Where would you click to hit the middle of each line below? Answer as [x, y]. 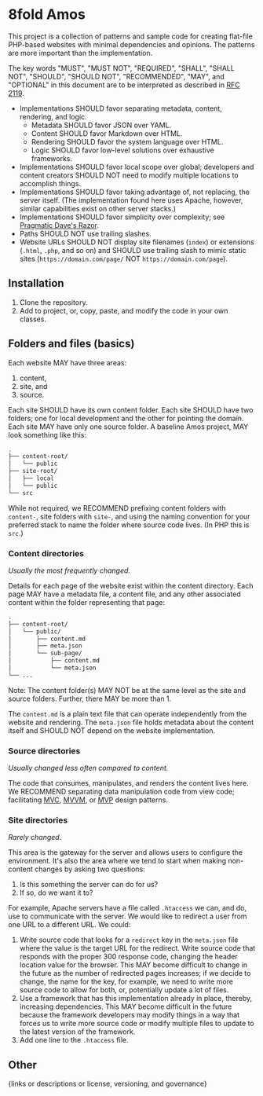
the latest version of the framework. [77, 1032]
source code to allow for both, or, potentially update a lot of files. [124, 990]
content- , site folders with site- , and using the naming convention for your [129, 516]
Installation [36, 283]
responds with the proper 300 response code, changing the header [128, 957]
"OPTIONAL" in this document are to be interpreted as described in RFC [124, 85]
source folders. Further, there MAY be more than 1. [90, 698]
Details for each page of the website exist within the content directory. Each [131, 585]
